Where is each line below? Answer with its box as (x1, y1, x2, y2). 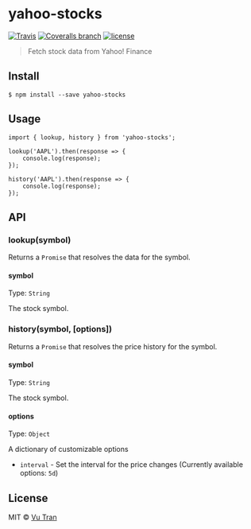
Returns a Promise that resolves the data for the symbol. (8, 252, 191, 263)
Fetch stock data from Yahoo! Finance (27, 46, 153, 56)
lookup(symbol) (8, 234, 71, 245)
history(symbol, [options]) (8, 324, 113, 335)
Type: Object (8, 429, 50, 438)
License (8, 491, 48, 505)
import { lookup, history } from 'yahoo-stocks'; (8, 133, 176, 142)
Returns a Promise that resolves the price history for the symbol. (8, 341, 218, 351)
